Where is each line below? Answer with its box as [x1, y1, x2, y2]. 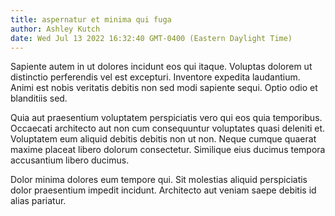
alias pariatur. [10, 195, 67, 207]
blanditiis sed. [10, 92, 68, 105]
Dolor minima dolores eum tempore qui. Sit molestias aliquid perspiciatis [10, 174, 308, 186]
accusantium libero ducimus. [10, 154, 130, 166]
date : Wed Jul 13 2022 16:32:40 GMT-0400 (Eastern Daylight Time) [10, 33, 293, 43]
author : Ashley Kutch [10, 24, 101, 34]
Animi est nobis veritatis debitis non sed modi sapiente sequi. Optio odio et [10, 82, 318, 94]
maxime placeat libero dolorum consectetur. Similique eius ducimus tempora [10, 144, 326, 156]
